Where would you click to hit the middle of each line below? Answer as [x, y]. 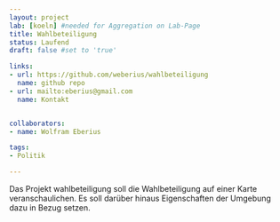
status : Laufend [39, 42]
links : [21, 67]
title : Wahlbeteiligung [53, 34]
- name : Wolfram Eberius [55, 131]
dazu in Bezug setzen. [50, 208]
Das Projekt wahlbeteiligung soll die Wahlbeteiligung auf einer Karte [133, 189]
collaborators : [37, 123]
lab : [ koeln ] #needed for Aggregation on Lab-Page [105, 26]
